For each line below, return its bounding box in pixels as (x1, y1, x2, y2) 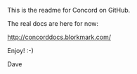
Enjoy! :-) (7, 47, 34, 54)
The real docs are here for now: (7, 20, 99, 27)
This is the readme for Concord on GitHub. (7, 6, 131, 14)
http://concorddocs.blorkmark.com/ (7, 33, 111, 41)
